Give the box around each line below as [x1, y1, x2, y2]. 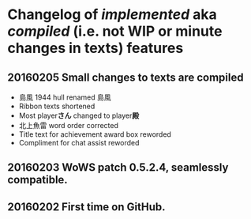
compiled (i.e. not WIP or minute [7, 22, 223, 40]
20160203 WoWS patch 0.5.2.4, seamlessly [7, 160, 229, 175]
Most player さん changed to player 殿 [18, 111, 140, 120]
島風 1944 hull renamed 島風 [18, 93, 111, 102]
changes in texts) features [7, 40, 184, 57]
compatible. [7, 173, 68, 187]
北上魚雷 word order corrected [18, 121, 119, 130]
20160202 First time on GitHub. [7, 200, 166, 213]
